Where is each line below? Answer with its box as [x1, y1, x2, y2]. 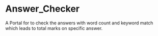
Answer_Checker [5, 3, 80, 15]
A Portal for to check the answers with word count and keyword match [5, 20, 153, 26]
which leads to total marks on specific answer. [5, 25, 103, 31]
